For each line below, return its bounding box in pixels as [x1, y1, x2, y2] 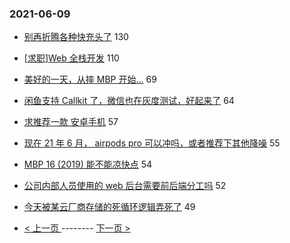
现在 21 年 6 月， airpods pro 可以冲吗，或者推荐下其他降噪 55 [23, 137, 281, 149]
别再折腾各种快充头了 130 [23, 31, 129, 43]
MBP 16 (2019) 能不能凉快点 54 [23, 158, 152, 171]
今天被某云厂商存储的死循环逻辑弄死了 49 [23, 201, 196, 213]
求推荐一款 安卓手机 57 [23, 116, 119, 128]
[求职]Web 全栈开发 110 [23, 52, 120, 64]
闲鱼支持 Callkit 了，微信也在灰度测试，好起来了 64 [23, 95, 235, 107]
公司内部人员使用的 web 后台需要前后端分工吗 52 [23, 180, 227, 192]
